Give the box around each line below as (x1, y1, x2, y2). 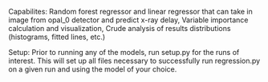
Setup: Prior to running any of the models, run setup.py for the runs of (8, 48, 240, 57)
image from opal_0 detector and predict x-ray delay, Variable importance (8, 15, 249, 25)
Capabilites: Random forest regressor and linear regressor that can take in (8, 7, 253, 16)
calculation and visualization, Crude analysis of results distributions (8, 24, 231, 33)
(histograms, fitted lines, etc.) (8, 32, 106, 41)
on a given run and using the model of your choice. (8, 64, 177, 74)
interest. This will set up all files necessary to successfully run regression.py (8, 56, 261, 65)
